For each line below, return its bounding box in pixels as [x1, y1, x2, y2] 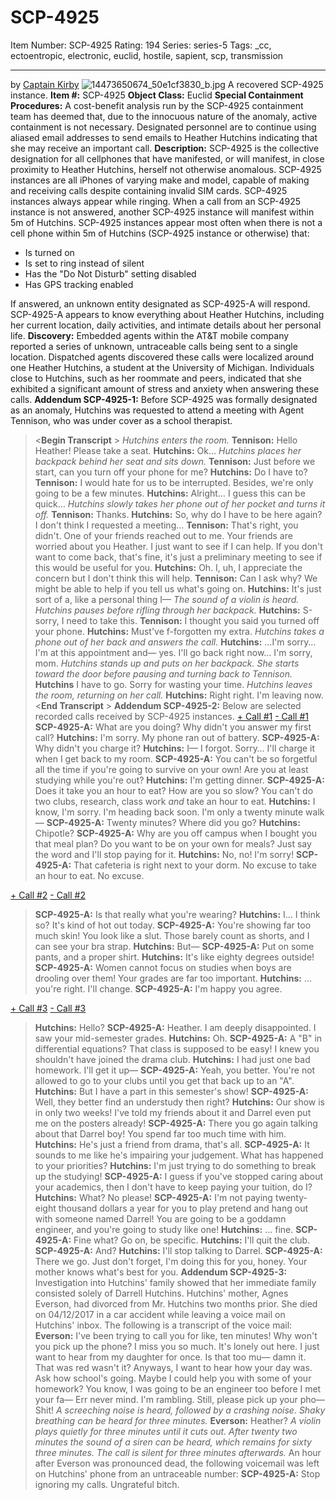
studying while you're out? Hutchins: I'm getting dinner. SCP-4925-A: [34, 774, 325, 786]
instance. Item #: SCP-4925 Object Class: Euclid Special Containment [10, 89, 304, 101]
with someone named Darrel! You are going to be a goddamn [34, 1212, 287, 1225]
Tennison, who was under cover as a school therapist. [10, 414, 233, 426]
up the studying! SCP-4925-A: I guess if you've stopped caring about [34, 1170, 324, 1182]
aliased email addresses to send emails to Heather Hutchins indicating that [10, 131, 318, 143]
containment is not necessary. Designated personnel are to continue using [10, 121, 317, 133]
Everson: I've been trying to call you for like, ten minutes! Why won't [34, 1329, 318, 1341]
